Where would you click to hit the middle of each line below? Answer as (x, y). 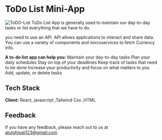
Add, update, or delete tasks (34, 72)
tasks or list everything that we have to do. (48, 27)
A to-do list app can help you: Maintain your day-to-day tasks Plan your (78, 57)
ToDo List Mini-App (45, 9)
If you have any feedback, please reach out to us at (57, 127)
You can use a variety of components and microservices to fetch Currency (80, 42)
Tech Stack (22, 88)
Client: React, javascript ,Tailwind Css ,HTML (51, 100)
